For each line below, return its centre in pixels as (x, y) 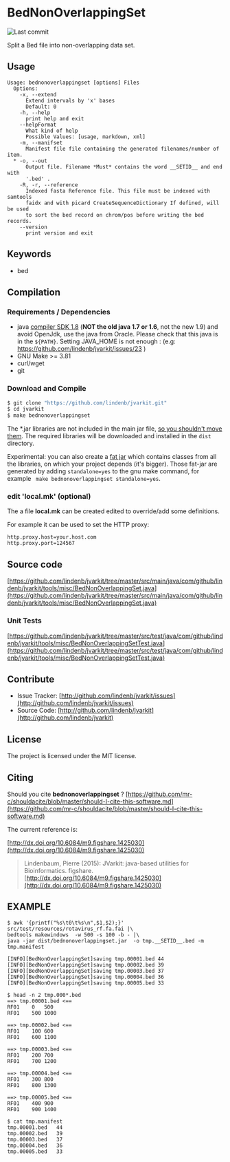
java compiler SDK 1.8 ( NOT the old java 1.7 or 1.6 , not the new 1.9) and (117, 327)
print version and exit (59, 233)
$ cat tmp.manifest (35, 1121)
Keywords (29, 254)
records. (20, 221)
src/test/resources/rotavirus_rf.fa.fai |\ (70, 929)
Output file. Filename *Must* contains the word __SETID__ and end (124, 166)
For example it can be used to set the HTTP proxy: (78, 525)
